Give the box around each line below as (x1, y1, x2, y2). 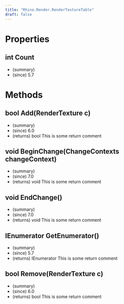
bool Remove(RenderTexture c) (5, 270, 103, 278)
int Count (5, 53, 35, 62)
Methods (5, 89, 43, 100)
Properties (5, 33, 50, 45)
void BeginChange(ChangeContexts (5, 147, 120, 155)
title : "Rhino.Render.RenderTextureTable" (5, 7, 94, 12)
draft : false (5, 12, 32, 17)
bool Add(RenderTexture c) (5, 109, 91, 118)
